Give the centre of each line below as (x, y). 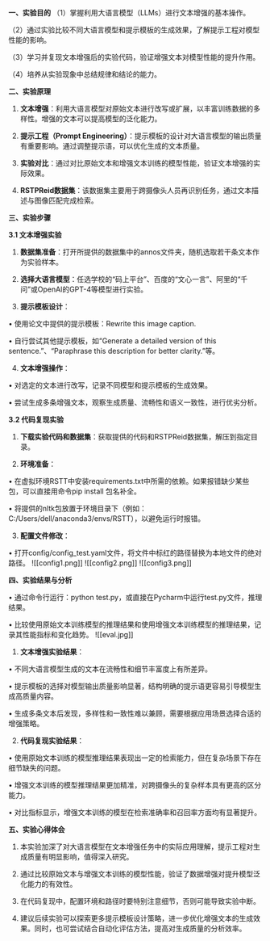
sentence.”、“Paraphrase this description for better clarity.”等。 (114, 351)
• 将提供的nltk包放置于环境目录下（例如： (77, 508)
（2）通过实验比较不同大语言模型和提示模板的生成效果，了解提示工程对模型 (134, 30)
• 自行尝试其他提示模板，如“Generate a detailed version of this (112, 341)
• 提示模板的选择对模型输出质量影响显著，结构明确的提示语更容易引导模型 (131, 686)
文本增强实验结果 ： (52, 652)
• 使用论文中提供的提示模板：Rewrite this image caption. (102, 323)
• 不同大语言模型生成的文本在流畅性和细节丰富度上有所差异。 (110, 669)
